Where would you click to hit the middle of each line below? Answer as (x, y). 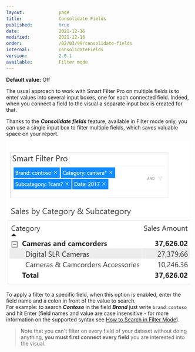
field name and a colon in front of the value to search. (71, 301)
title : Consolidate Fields (56, 19)
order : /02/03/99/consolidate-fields (69, 44)
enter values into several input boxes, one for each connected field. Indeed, (97, 97)
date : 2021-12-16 (46, 31)
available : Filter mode (47, 62)
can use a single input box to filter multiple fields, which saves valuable (92, 127)
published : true (38, 25)
